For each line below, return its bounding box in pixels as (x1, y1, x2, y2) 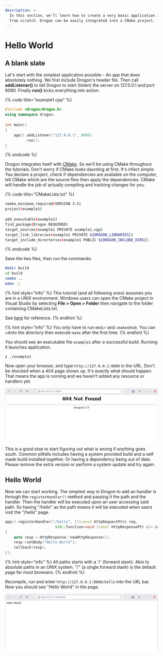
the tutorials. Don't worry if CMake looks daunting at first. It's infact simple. (5, 166, 155, 173)
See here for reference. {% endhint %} (5, 315, 82, 321)
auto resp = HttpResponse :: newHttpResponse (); (14, 535, 110, 540)
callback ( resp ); (14, 545, 47, 550)
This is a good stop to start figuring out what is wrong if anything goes (5, 446, 146, 452)
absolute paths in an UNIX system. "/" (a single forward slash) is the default (5, 564, 156, 570)
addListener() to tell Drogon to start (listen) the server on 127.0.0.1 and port (5, 82, 155, 88)
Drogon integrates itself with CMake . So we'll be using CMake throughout (5, 161, 152, 167)
